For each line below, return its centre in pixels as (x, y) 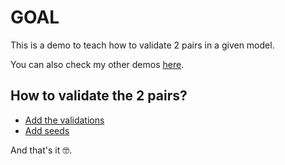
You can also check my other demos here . (97, 64)
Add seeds (47, 130)
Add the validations (64, 120)
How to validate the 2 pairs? (99, 96)
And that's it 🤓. (41, 150)
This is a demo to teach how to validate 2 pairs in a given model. (142, 45)
